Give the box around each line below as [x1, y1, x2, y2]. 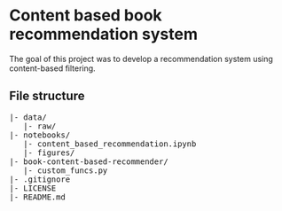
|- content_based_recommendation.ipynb [23, 138, 197, 149]
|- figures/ [23, 147, 75, 158]
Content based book [9, 5, 162, 26]
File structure [9, 89, 85, 104]
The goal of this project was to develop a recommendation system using [9, 53, 273, 64]
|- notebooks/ [9, 129, 71, 140]
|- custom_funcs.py [23, 165, 108, 176]
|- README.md [9, 191, 67, 202]
